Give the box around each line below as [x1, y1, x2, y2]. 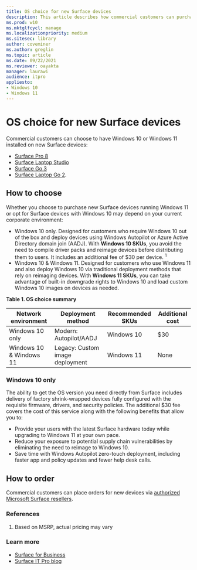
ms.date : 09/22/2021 [6, 57, 57, 63]
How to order [6, 473, 55, 483]
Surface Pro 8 [14, 152, 49, 159]
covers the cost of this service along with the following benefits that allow [6, 408, 184, 415]
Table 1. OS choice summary [6, 296, 77, 303]
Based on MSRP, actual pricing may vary [14, 523, 113, 530]
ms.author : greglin [6, 47, 54, 53]
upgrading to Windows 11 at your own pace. [14, 432, 120, 439]
